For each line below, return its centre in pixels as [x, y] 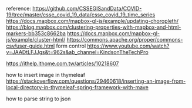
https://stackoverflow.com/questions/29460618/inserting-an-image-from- [96, 81]
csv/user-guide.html [31, 46]
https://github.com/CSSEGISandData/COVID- [87, 9]
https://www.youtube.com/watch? [128, 46]
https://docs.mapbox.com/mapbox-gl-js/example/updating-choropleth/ [92, 21]
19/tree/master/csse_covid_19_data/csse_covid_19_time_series [81, 15]
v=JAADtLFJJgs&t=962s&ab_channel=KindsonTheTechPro [77, 52]
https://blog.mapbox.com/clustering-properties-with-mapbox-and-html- [94, 27]
